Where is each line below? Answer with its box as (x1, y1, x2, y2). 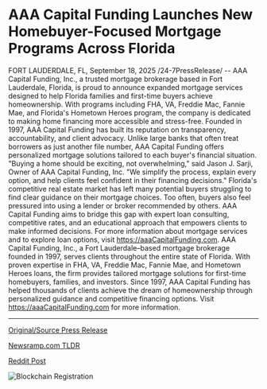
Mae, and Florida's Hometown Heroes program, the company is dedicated (8, 107, 251, 117)
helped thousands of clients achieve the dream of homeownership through (8, 285, 253, 295)
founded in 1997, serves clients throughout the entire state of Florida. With (8, 251, 250, 261)
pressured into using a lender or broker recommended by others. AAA (8, 200, 238, 210)
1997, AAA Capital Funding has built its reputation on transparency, (8, 125, 226, 134)
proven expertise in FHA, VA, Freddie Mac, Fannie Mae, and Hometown (8, 260, 241, 270)
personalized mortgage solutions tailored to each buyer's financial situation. (8, 150, 257, 160)
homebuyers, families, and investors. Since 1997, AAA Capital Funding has (8, 277, 251, 286)
